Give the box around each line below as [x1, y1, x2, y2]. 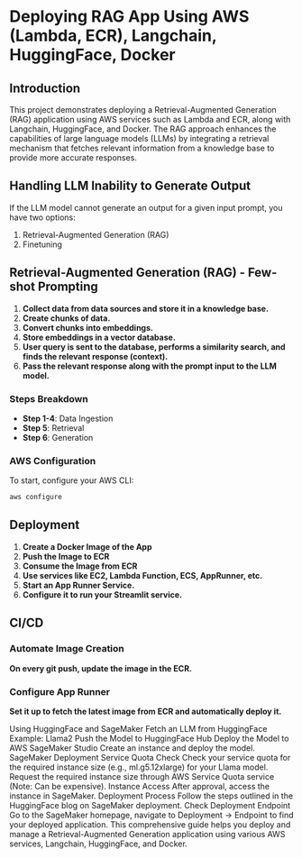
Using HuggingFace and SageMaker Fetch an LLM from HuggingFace [9, 723, 268, 734]
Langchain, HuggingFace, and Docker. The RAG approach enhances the [9, 123, 277, 134]
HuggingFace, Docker [9, 45, 176, 65]
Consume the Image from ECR [22, 561, 138, 571]
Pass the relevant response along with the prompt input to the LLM [22, 361, 278, 371]
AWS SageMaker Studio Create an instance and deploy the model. [9, 742, 255, 753]
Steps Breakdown [9, 392, 88, 405]
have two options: [9, 212, 76, 223]
